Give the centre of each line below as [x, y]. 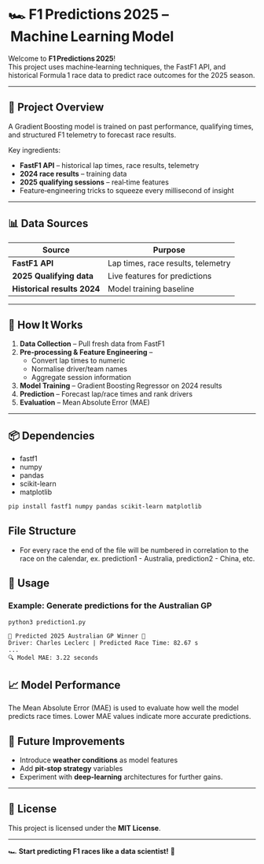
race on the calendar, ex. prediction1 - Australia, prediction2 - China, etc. [137, 558]
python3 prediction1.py [47, 622]
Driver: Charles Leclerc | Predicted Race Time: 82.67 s [103, 643]
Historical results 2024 [56, 289]
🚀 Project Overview [56, 108]
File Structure [42, 531]
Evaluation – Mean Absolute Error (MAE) [85, 403]
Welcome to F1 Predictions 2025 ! [62, 58]
